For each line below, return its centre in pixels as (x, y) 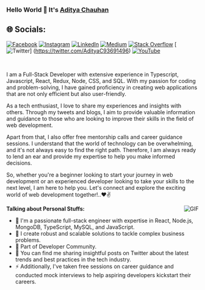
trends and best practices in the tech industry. (73, 259)
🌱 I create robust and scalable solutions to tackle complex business (100, 233)
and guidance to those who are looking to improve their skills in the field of (100, 118)
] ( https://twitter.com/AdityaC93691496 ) (80, 51)
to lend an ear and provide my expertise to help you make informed (91, 156)
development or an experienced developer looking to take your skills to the (100, 181)
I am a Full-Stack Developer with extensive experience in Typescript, (92, 74)
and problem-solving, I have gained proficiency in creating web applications (102, 87)
